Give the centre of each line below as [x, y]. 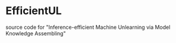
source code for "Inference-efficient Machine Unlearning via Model [88, 27]
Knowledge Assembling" [36, 33]
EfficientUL [34, 11]
